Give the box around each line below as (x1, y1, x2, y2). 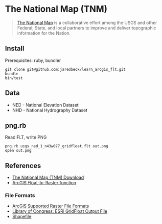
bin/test (5, 75, 23, 81)
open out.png (5, 148, 32, 153)
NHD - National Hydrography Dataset (12, 107, 88, 113)
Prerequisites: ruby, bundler (5, 57, 61, 63)
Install (5, 44, 24, 53)
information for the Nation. (17, 30, 71, 36)
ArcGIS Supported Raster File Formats (12, 203, 89, 209)
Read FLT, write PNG (5, 134, 47, 140)
